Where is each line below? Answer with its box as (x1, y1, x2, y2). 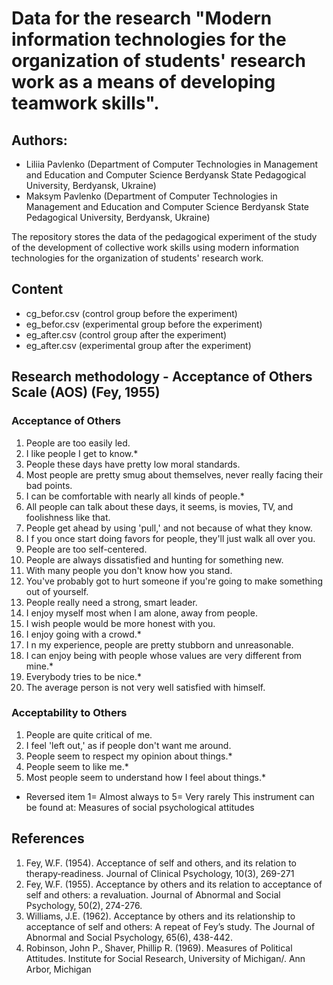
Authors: (11, 132, 68, 149)
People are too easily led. (25, 437, 131, 449)
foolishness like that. (25, 511, 111, 523)
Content (11, 281, 64, 298)
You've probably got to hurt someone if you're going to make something (25, 575, 323, 587)
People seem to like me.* (25, 760, 129, 772)
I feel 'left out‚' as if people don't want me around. (25, 739, 232, 751)
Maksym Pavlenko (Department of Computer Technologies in (25, 190, 278, 202)
